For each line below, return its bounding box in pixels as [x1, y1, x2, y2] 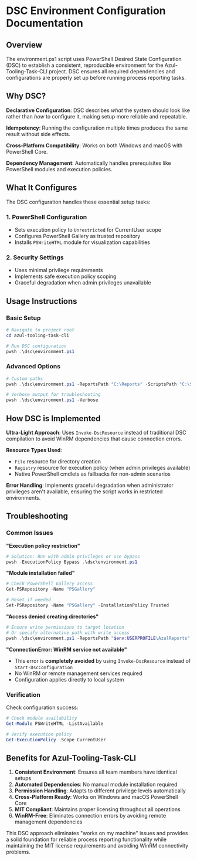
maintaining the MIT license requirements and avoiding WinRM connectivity [6, 842, 189, 849]
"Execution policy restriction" [6, 542, 80, 549]
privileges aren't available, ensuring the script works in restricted [6, 488, 163, 495]
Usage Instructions [6, 296, 77, 306]
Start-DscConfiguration [14, 665, 73, 670]
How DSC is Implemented [6, 413, 101, 423]
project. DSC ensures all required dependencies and [49, 68, 175, 74]
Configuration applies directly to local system [14, 676, 124, 683]
